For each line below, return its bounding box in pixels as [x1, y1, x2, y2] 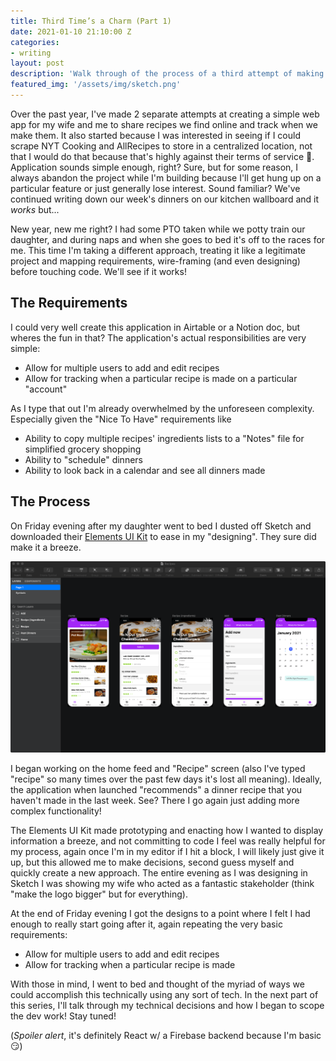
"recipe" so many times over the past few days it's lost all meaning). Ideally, [10, 773, 322, 785]
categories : [10, 37, 60, 47]
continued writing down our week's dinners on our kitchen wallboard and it [10, 193, 320, 205]
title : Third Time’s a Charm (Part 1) [10, 16, 172, 26]
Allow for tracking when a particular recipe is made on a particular [24, 372, 298, 384]
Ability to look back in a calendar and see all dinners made [24, 464, 266, 476]
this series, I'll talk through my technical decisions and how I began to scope [10, 1000, 325, 1012]
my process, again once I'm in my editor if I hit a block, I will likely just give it [10, 846, 325, 858]
